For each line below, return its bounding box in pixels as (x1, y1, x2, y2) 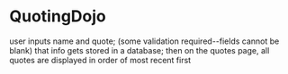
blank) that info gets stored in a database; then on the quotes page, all (9, 45, 270, 55)
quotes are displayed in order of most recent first (9, 54, 192, 65)
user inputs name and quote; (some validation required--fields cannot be (9, 36, 280, 46)
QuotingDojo (9, 6, 106, 27)
